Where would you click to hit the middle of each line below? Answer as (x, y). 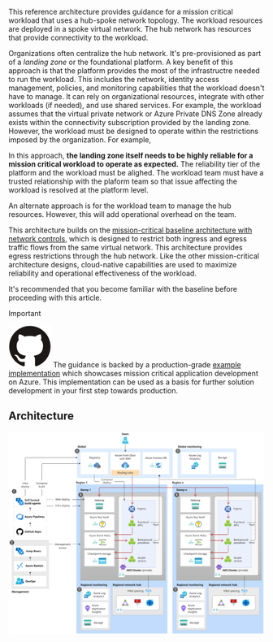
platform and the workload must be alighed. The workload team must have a (136, 173)
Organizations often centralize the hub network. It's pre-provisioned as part (135, 53)
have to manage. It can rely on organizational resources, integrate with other (136, 96)
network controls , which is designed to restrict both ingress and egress (128, 239)
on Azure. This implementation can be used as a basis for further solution (131, 382)
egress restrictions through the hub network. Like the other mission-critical (134, 256)
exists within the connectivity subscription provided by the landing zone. (130, 122)
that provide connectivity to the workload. (78, 37)
